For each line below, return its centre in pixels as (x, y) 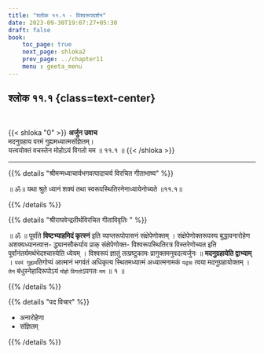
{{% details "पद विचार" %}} (49, 301)
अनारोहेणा (32, 317)
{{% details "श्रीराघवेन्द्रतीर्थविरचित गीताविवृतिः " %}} (78, 220)
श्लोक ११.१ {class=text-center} (82, 99)
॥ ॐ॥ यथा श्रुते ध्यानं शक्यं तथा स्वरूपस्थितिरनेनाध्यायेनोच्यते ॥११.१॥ (95, 188)
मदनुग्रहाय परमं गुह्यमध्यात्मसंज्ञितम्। (51, 141)
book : (17, 37)
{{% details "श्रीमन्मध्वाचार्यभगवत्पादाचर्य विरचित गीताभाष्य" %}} (91, 173)
